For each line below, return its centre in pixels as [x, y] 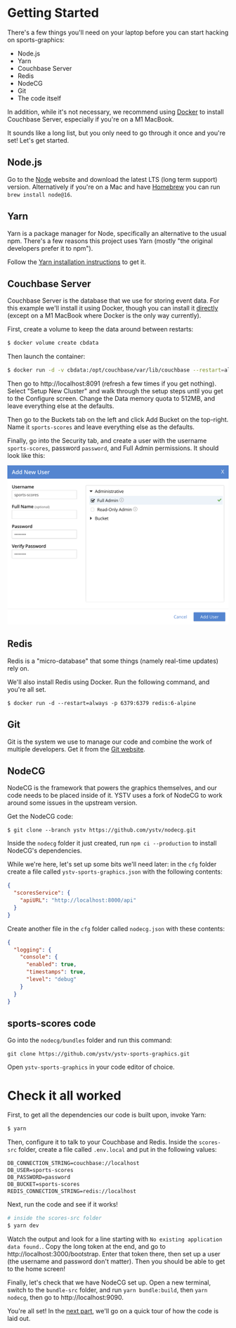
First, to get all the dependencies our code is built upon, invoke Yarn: [107, 1115]
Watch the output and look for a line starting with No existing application [115, 1239]
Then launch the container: [46, 357]
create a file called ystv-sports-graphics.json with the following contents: [115, 872]
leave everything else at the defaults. [61, 406]
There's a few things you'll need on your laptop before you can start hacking [118, 32]
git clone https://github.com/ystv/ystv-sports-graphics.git [99, 1054]
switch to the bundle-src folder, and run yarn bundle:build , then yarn [107, 1289]
